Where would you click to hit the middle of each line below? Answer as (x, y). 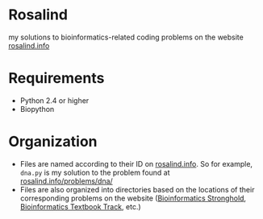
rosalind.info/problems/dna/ (66, 181)
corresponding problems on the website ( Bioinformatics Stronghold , (133, 198)
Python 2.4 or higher (54, 100)
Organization (53, 142)
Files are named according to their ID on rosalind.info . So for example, (136, 163)
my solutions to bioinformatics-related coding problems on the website (126, 37)
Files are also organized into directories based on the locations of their (137, 189)
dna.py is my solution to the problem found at (95, 172)
